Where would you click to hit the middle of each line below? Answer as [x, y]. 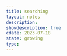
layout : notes [23, 17]
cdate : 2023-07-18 [28, 33]
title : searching [27, 11]
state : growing [24, 38]
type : [13, 44]
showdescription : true [33, 28]
